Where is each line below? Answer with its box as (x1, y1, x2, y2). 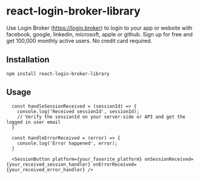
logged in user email (6, 119, 61, 125)
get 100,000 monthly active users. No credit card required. (6, 37, 153, 44)
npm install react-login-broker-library (6, 71, 110, 77)
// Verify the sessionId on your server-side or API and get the (17, 114, 186, 120)
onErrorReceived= (93, 161, 137, 168)
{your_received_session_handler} (6, 161, 91, 168)
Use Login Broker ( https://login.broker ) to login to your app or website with (6, 24, 193, 31)
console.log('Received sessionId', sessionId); (17, 108, 139, 114)
